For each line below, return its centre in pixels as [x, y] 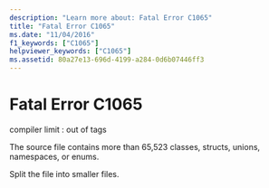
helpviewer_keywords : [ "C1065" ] [70, 52]
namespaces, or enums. [54, 156]
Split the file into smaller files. [64, 174]
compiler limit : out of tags [58, 129]
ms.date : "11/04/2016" [52, 34]
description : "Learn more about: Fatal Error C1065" [111, 18]
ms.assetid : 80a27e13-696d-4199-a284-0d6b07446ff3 [107, 60]
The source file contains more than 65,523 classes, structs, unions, [135, 146]
